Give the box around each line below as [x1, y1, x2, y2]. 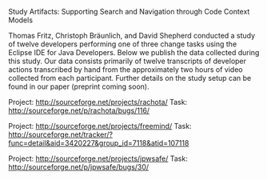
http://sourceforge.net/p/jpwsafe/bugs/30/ [8, 162, 149, 171]
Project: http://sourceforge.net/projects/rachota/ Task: [8, 98, 188, 106]
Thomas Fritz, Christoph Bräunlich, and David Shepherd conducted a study [8, 31, 256, 40]
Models [8, 15, 34, 25]
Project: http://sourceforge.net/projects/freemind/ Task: [8, 122, 192, 130]
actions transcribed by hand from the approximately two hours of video [8, 65, 243, 74]
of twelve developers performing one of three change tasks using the [8, 39, 237, 49]
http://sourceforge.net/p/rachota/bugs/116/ [8, 106, 150, 115]
